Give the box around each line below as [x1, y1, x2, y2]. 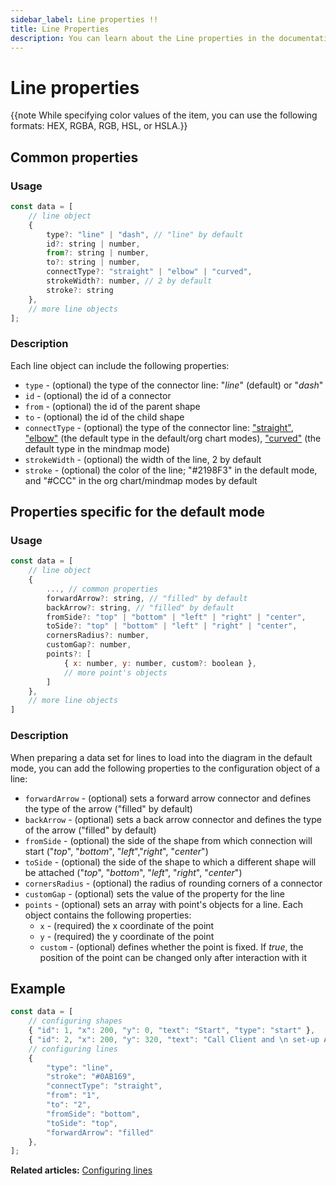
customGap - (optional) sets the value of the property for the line [24, 887, 286, 900]
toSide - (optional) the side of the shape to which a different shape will [24, 856, 317, 868]
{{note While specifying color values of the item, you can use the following [10, 109, 318, 121]
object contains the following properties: [24, 909, 192, 921]
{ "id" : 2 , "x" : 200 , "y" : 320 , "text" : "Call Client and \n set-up [28, 1034, 320, 1045]
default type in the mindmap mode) [24, 442, 171, 455]
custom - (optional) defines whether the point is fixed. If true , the [39, 941, 304, 953]
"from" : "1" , [46, 1091, 101, 1101]
